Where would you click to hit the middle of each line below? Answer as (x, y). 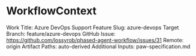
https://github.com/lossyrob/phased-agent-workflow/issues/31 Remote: (95, 40)
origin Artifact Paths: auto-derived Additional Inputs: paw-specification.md (98, 46)
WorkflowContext (52, 11)
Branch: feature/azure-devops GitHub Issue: (61, 33)
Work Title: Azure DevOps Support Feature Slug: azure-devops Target (93, 27)
